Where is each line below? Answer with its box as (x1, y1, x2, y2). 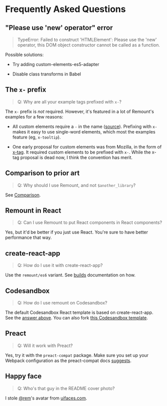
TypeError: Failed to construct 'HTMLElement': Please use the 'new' (17, 36, 157, 42)
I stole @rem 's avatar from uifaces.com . (5, 395, 87, 401)
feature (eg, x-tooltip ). (12, 134, 61, 140)
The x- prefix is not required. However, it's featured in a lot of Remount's (5, 108, 155, 114)
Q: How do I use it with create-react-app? (17, 262, 103, 268)
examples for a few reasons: (5, 113, 63, 119)
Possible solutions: (5, 51, 44, 57)
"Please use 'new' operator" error (5, 23, 113, 32)
